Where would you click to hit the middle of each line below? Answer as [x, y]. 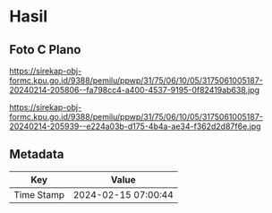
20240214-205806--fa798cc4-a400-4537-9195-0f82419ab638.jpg [134, 90]
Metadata [37, 154]
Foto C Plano [45, 50]
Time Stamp [39, 194]
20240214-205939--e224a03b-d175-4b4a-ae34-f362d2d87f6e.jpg [135, 126]
